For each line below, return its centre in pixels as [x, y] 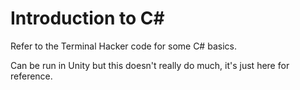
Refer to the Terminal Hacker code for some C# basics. [123, 46]
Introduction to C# [87, 18]
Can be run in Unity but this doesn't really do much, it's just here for [150, 65]
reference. [31, 76]
